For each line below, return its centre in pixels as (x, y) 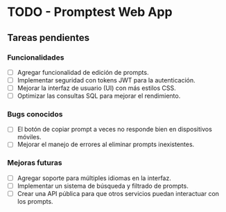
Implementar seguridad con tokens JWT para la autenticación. (106, 80)
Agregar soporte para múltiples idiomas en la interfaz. (94, 178)
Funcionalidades (36, 58)
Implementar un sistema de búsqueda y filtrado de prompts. (103, 186)
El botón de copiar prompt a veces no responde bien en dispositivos (115, 130)
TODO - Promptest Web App (90, 12)
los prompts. (35, 202)
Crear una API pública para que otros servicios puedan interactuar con (118, 193)
